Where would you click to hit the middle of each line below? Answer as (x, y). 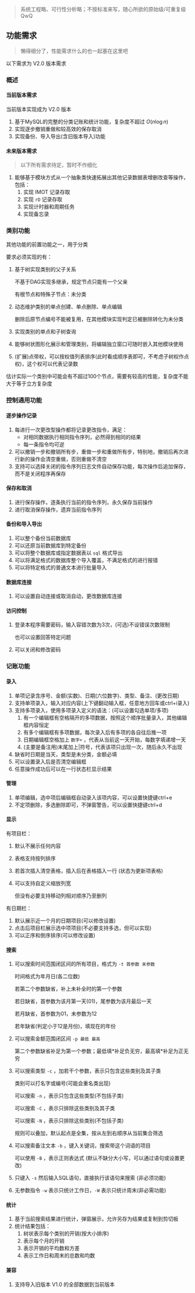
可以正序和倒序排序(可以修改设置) (55, 935)
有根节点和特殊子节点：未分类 (50, 294)
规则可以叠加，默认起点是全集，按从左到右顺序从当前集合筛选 (89, 1133)
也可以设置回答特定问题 (43, 637)
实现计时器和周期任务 (49, 207)
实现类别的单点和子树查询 (45, 332)
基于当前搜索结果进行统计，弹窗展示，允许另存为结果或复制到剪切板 (96, 1219)
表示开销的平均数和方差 (51, 1248)
